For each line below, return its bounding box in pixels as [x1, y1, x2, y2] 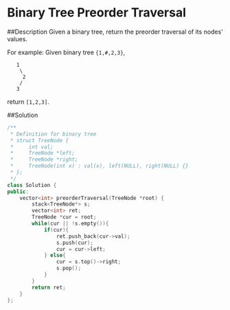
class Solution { [7, 181, 57, 188]
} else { [43, 252, 67, 259]
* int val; [10, 143, 54, 151]
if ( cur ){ [43, 226, 69, 233]
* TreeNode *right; [10, 156, 78, 163]
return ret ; [32, 284, 67, 291]
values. [7, 34, 27, 43]
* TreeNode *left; [10, 150, 76, 157]
